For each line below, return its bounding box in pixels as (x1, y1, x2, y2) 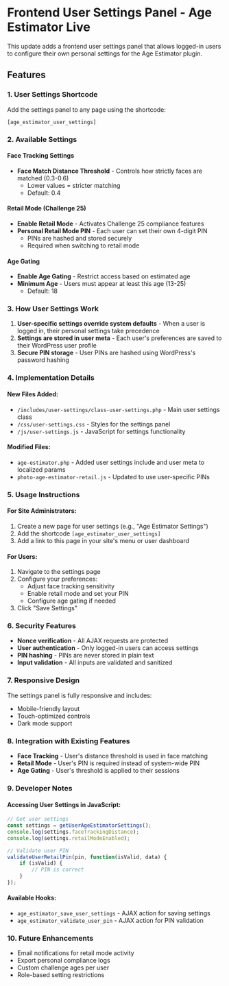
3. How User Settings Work (7, 304, 99, 313)
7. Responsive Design (7, 675, 80, 685)
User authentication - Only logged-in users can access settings (16, 644, 199, 652)
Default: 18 (27, 287, 58, 296)
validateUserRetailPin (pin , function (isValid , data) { (7, 854, 167, 861)
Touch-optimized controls (16, 712, 91, 720)
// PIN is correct (32, 866, 84, 874)
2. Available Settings (7, 134, 77, 144)
